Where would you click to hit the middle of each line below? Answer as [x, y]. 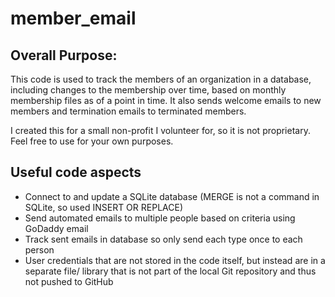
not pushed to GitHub [69, 281]
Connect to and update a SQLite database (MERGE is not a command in [172, 196]
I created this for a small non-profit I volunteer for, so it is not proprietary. [160, 130]
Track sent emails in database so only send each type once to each [163, 239]
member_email [73, 18]
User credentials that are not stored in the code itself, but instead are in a [175, 260]
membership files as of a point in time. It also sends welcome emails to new [166, 100]
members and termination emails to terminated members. [128, 111]
